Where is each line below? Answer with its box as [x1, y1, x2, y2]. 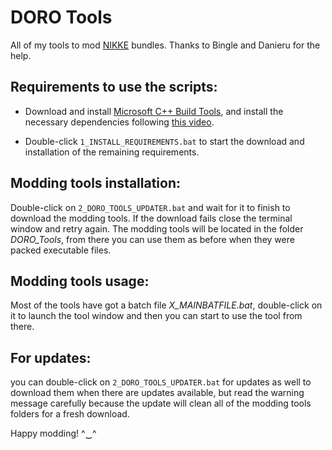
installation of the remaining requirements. [24, 146, 200, 158]
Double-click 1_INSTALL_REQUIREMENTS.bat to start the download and [24, 135, 305, 147]
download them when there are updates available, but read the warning [10, 387, 305, 399]
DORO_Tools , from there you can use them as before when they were [10, 233, 295, 245]
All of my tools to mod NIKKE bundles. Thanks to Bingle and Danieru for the [10, 39, 321, 51]
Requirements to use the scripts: [10, 79, 218, 96]
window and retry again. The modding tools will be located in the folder [10, 222, 304, 235]
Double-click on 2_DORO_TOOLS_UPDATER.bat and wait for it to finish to [10, 201, 291, 213]
